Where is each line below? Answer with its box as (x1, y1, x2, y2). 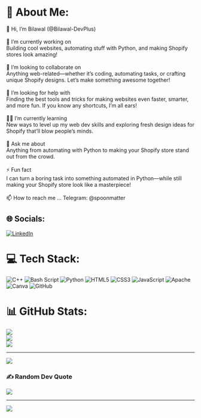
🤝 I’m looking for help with (6, 89, 71, 96)
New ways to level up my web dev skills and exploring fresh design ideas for (6, 121, 194, 128)
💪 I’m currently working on (6, 38, 72, 45)
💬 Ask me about (6, 140, 45, 147)
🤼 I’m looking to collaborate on (6, 63, 81, 71)
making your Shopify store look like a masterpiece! (6, 181, 132, 188)
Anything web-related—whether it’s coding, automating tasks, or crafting (6, 70, 186, 77)
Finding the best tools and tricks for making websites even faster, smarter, (6, 95, 189, 103)
